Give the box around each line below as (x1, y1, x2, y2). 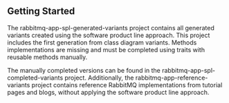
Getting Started (7, 5, 75, 17)
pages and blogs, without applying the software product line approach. (7, 88, 210, 96)
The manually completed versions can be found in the (7, 66, 161, 74)
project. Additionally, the (64, 73, 134, 82)
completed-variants (7, 73, 64, 82)
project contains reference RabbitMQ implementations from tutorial (31, 80, 223, 89)
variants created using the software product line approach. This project (7, 31, 210, 39)
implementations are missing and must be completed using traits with (7, 45, 205, 54)
